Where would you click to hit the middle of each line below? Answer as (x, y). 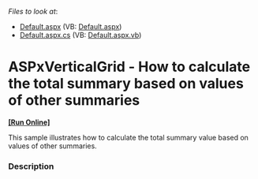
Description (31, 166)
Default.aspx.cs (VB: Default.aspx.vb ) (80, 35)
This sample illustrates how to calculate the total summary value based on (128, 137)
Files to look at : (33, 11)
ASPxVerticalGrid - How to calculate (129, 67)
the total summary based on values (126, 84)
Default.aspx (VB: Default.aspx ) (71, 26)
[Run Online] (29, 122)
